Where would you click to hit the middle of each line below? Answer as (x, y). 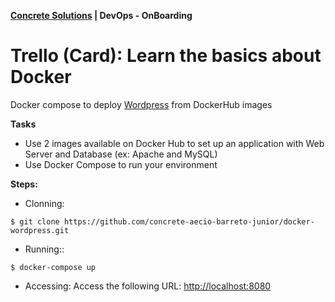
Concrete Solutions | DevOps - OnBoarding (101, 15)
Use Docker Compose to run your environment (121, 164)
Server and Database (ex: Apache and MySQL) (121, 154)
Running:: (44, 249)
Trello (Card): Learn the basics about (166, 56)
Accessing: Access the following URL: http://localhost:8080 (148, 286)
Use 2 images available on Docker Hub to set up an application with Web (174, 143)
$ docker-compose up (53, 267)
